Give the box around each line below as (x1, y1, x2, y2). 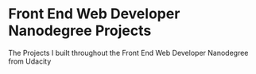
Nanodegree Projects (8, 21, 152, 40)
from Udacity (8, 56, 52, 66)
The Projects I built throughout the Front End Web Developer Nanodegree (8, 48, 249, 57)
